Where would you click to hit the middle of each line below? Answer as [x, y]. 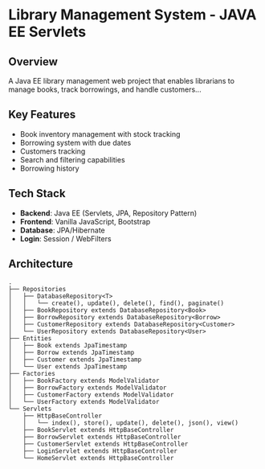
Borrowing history [49, 168]
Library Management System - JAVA [132, 15]
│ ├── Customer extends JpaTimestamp [75, 360]
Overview [33, 62]
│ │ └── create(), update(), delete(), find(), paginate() [116, 303]
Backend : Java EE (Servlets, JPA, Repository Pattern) [108, 213]
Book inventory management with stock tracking [100, 134]
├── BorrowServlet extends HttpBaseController [102, 437]
